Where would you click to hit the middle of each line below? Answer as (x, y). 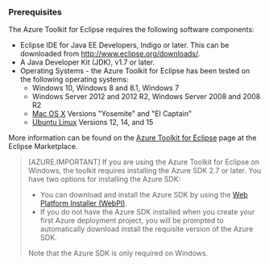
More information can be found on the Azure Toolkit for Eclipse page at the (132, 138)
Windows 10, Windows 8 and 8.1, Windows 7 (106, 88)
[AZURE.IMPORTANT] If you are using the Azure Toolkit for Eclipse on (144, 162)
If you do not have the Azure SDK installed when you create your (147, 212)
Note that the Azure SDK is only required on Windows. (118, 253)
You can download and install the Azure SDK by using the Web (144, 195)
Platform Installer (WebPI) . (83, 203)
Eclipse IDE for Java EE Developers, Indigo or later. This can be (124, 45)
